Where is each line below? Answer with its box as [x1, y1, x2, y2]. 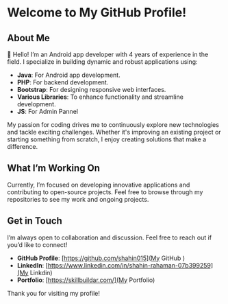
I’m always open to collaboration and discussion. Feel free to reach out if [7, 233, 212, 242]
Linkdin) [29, 268, 53, 277]
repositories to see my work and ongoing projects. [7, 195, 149, 203]
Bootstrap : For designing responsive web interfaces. [16, 86, 166, 93]
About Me [7, 32, 50, 44]
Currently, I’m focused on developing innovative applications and [7, 180, 190, 189]
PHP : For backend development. [16, 78, 109, 86]
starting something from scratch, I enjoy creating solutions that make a [7, 135, 207, 143]
